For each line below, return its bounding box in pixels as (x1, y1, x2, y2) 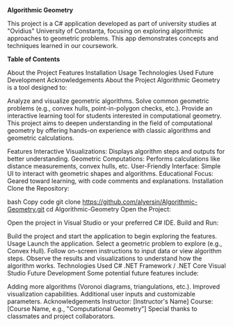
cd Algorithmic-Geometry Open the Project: (46, 205, 172, 213)
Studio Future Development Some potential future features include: (7, 269, 200, 277)
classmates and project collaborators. (7, 312, 115, 320)
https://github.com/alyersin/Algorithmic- (82, 198, 198, 206)
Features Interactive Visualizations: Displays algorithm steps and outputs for (7, 147, 225, 155)
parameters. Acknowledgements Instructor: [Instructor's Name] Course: (7, 297, 214, 305)
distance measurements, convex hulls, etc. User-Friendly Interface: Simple (7, 162, 221, 170)
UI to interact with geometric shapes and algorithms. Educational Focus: (7, 170, 214, 177)
